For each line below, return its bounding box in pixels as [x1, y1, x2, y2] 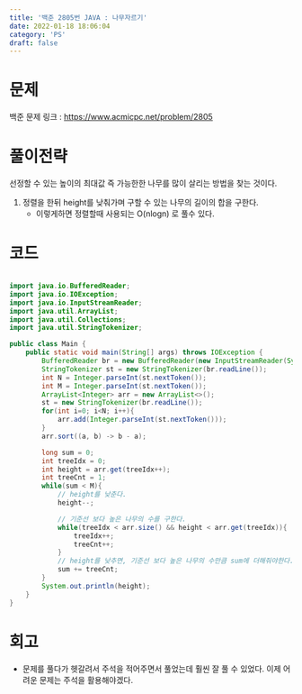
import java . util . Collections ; [9, 315, 127, 324]
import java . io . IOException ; [9, 289, 119, 298]
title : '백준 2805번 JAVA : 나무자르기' [9, 13, 148, 23]
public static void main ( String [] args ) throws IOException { [25, 348, 263, 357]
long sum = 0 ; [41, 448, 94, 457]
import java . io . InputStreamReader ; [9, 298, 143, 307]
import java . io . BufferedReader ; [9, 281, 130, 291]
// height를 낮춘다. [57, 490, 128, 499]
